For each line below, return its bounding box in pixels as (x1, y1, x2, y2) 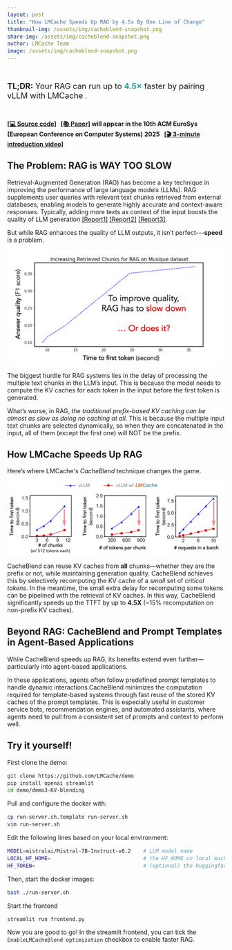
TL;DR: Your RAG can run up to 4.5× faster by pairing (7, 81, 205, 91)
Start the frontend (7, 902, 58, 910)
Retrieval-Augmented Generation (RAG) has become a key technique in (7, 178, 210, 187)
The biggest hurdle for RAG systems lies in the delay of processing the (7, 371, 209, 379)
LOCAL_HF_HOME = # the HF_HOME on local (7, 855, 212, 862)
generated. (7, 393, 39, 401)
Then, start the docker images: (7, 875, 95, 883)
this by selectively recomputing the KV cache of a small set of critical (7, 577, 205, 585)
